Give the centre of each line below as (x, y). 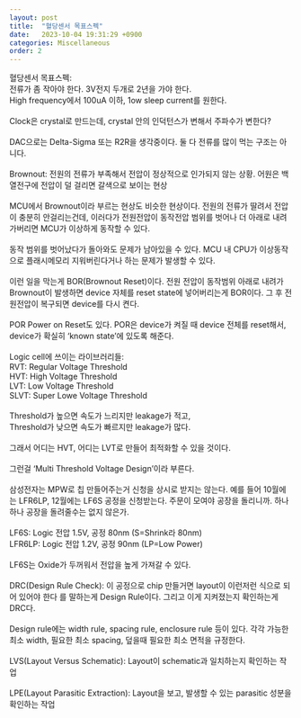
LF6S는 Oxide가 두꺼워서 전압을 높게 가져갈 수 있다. (100, 565)
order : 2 (26, 51)
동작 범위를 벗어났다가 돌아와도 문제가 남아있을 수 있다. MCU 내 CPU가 (133, 249)
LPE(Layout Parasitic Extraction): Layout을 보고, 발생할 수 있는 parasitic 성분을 (150, 693)
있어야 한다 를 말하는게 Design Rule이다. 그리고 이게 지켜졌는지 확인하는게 (148, 597)
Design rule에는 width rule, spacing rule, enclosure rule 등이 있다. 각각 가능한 (149, 629)
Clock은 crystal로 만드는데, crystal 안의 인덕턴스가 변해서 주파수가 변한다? (140, 121)
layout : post (34, 18)
